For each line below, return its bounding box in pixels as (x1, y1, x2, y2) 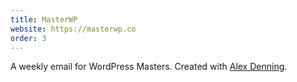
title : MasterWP (10, 14, 78, 25)
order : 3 (10, 33, 47, 43)
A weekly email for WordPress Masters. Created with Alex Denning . (10, 61, 288, 73)
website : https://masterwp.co (10, 24, 137, 34)
